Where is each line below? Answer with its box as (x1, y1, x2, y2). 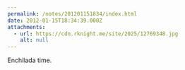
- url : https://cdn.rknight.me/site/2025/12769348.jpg (13, 30, 179, 37)
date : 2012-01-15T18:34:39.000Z (7, 17, 102, 24)
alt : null (20, 37, 49, 44)
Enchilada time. (7, 56, 52, 64)
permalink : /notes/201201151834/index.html (7, 10, 138, 18)
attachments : (7, 23, 46, 30)
